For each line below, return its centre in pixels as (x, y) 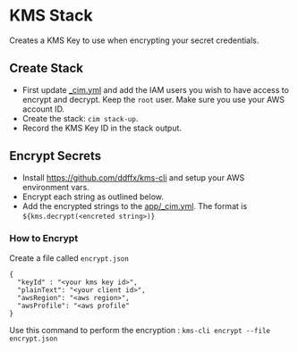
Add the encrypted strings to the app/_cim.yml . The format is (135, 205)
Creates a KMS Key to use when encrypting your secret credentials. (134, 40)
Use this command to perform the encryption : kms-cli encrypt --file (140, 330)
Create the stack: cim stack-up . (80, 118)
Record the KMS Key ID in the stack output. (102, 128)
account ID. (43, 109)
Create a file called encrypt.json (69, 258)
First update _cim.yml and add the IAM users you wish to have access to (155, 89)
